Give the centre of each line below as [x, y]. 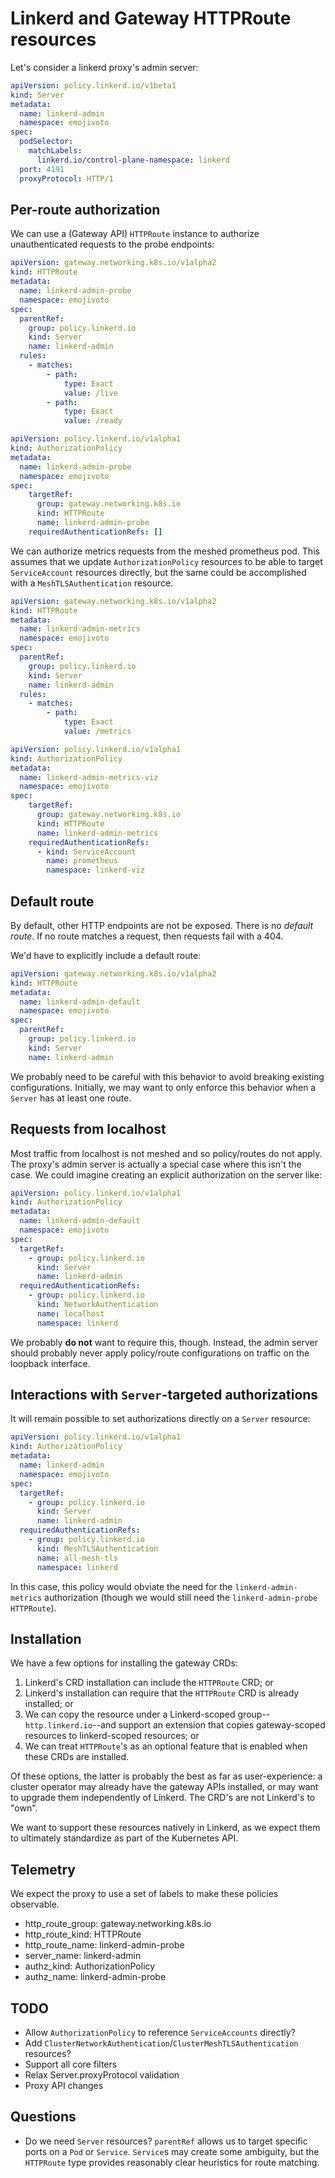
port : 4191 [42, 169]
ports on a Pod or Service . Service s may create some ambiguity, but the [172, 2151]
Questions [43, 2117]
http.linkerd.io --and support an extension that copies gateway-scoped [175, 1725]
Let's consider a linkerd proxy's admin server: [104, 67]
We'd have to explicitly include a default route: [106, 955]
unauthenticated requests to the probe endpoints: [112, 244]
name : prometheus [82, 861]
